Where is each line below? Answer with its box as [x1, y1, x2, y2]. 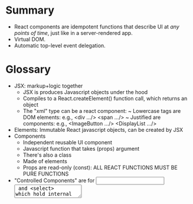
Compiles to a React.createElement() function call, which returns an [22, 95, 188, 102]
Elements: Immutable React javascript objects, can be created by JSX [14, 126, 184, 133]
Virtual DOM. [14, 35, 45, 43]
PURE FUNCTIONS [22, 170, 69, 177]
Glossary [5, 63, 51, 76]
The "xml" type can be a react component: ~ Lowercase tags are [22, 107, 181, 114]
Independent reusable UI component [22, 138, 113, 145]
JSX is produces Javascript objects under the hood [22, 88, 148, 95]
